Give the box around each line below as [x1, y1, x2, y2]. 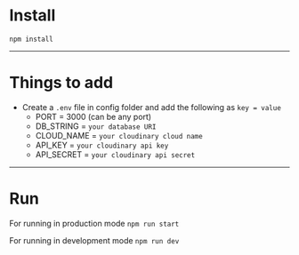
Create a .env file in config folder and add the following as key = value [21, 101, 282, 112]
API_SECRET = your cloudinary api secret [35, 148, 196, 160]
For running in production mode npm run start [9, 218, 180, 228]
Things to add [9, 73, 114, 93]
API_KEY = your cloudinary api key [35, 139, 169, 150]
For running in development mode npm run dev [9, 235, 180, 245]
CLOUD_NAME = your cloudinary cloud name [35, 130, 203, 140]
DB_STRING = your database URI [35, 121, 157, 131]
